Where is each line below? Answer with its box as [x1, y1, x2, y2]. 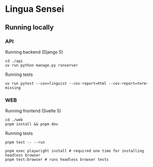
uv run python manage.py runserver [5, 63, 78, 67]
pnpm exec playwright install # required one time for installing [5, 149, 144, 154]
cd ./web [5, 117, 23, 123]
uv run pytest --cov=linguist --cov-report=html [5, 81, 107, 86]
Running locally [5, 23, 54, 32]
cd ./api [5, 58, 23, 64]
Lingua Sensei [5, 3, 64, 15]
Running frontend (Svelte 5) [5, 108, 61, 114]
